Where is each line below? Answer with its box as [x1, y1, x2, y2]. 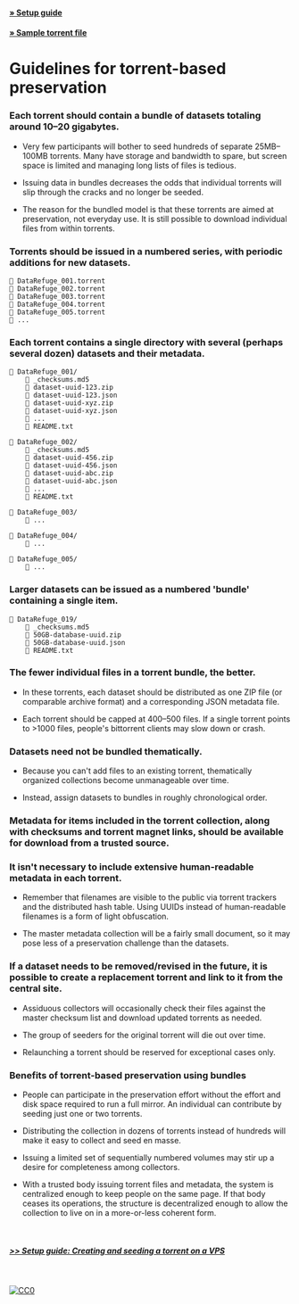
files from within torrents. [21, 223, 116, 234]
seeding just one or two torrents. [21, 1108, 143, 1118]
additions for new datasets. [9, 256, 131, 268]
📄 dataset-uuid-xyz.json [25, 407, 118, 416]
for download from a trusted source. [9, 837, 170, 849]
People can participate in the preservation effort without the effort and [21, 1089, 281, 1100]
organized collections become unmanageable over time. [21, 775, 229, 786]
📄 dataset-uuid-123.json [25, 391, 118, 400]
